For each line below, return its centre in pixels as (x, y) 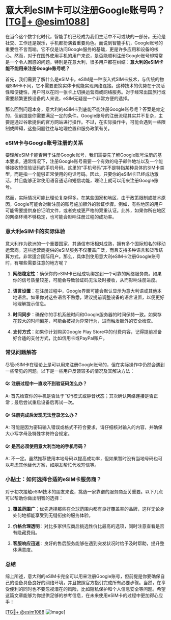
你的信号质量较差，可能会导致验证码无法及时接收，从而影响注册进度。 (86, 280)
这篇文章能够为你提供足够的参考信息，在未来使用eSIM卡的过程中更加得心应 (84, 595)
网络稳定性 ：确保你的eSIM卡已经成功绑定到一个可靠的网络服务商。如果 (87, 273)
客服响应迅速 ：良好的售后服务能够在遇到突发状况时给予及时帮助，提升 (86, 543)
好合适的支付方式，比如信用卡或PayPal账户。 (60, 338)
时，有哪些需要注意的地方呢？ (36, 263)
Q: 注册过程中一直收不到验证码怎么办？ (46, 384)
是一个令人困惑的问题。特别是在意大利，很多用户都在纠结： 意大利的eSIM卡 (84, 62)
